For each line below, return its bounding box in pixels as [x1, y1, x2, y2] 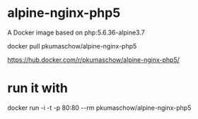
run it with [7, 80, 69, 96]
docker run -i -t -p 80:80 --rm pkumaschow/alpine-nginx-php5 [7, 104, 192, 112]
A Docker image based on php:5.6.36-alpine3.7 [7, 28, 145, 37]
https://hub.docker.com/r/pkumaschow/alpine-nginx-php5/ [7, 55, 180, 64]
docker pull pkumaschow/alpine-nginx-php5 [7, 42, 137, 50]
